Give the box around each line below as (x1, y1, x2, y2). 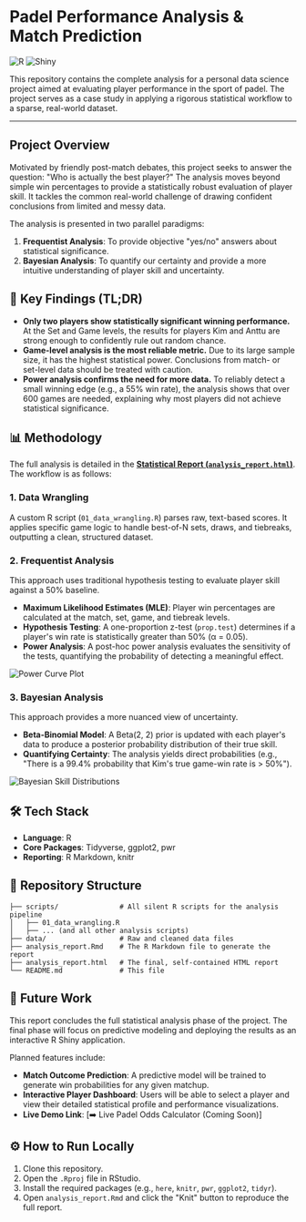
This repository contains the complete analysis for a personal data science (9, 73, 290, 84)
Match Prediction (9, 26, 143, 46)
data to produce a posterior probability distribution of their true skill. (22, 739, 278, 750)
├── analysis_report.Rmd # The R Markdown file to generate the (9, 941, 271, 951)
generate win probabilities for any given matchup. (22, 1079, 209, 1090)
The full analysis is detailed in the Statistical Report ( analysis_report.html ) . (9, 458, 296, 470)
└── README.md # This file (9, 966, 166, 975)
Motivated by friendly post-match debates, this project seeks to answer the (9, 161, 292, 172)
